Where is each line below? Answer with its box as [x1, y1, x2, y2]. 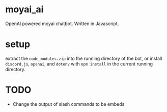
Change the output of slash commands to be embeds [12, 101, 125, 107]
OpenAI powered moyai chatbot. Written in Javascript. [5, 20, 119, 27]
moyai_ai [5, 4, 44, 15]
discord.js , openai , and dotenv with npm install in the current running [5, 60, 153, 67]
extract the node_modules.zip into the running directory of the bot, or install [5, 55, 162, 61]
